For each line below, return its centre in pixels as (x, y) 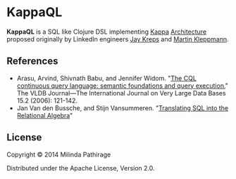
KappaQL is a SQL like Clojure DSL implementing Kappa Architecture (107, 32)
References (32, 61)
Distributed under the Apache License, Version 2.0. (81, 168)
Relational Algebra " (45, 115)
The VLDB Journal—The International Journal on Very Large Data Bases (121, 93)
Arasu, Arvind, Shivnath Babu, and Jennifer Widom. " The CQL (106, 78)
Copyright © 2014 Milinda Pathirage (59, 154)
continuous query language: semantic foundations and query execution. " (122, 86)
